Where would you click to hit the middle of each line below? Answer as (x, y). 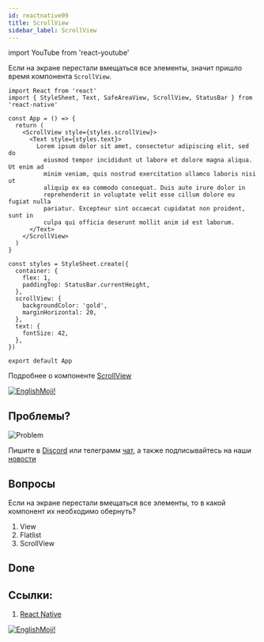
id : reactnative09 (38, 15)
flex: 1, (37, 278)
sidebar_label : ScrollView (53, 30)
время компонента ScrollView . (60, 77)
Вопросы (32, 484)
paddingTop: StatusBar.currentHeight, (86, 285)
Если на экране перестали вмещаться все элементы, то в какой (117, 503)
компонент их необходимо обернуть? (72, 511)
